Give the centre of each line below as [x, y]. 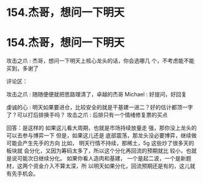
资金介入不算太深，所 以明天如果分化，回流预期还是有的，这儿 [111, 166]
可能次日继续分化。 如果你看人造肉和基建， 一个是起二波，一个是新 [102, 159]
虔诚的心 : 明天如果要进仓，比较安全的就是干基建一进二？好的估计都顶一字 [100, 107]
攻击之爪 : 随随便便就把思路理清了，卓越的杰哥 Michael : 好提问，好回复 [97, 95]
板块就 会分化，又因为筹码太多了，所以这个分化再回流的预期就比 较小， [96, 151]
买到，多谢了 [22, 68]
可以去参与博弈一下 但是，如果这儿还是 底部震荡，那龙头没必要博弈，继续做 [102, 135]
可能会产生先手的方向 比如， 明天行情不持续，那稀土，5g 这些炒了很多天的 [100, 143]
